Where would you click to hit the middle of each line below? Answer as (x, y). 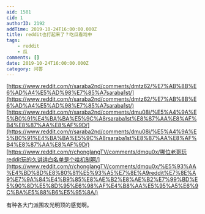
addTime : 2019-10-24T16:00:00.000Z (52, 29)
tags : (13, 40)
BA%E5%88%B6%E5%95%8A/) (57, 193)
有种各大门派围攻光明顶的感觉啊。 (49, 205)
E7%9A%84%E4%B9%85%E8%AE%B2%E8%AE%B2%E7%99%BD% (105, 179)
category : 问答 (25, 69)
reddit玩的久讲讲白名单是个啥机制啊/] (53, 160)
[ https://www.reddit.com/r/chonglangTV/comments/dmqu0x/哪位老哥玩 (97, 152)
